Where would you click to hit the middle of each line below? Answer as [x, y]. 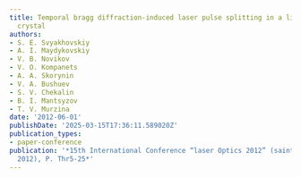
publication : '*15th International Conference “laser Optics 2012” [138, 150]
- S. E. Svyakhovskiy [50, 42]
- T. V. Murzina [39, 109]
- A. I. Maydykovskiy [50, 51]
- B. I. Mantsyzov [43, 101]
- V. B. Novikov [39, 59]
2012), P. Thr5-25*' [56, 159]
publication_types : [46, 134]
